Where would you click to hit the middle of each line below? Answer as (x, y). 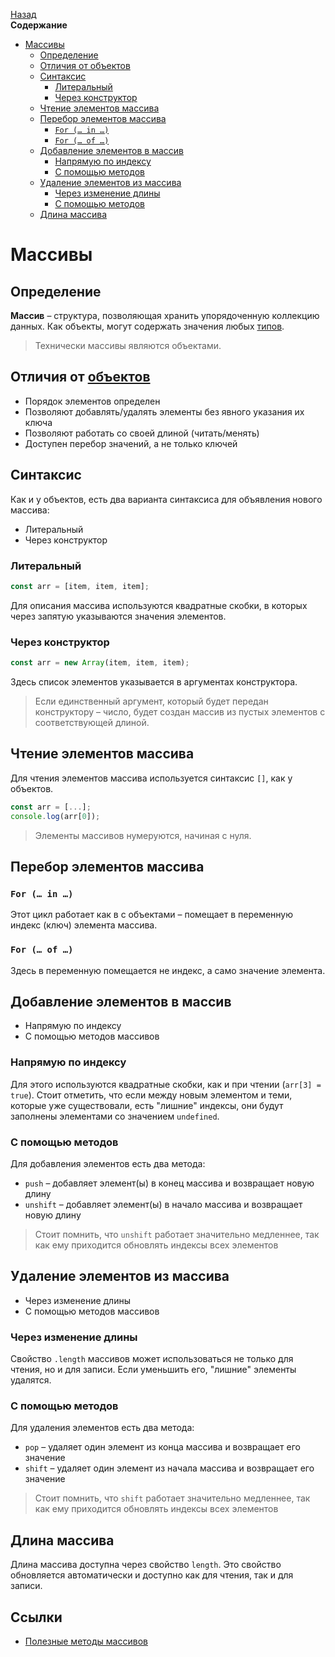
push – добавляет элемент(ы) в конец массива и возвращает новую (169, 1183)
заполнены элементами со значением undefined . (115, 1116)
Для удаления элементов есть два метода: (102, 1428)
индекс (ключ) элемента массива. (84, 925)
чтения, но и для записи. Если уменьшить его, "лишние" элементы (153, 1370)
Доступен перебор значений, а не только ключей (131, 443)
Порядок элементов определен (92, 401)
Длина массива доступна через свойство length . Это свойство (146, 1565)
